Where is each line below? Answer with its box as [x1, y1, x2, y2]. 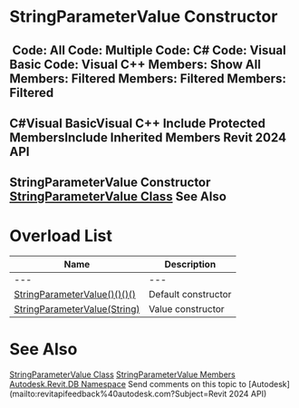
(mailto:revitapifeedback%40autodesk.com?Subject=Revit [9, 388, 227, 400]
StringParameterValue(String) [14, 303, 140, 316]
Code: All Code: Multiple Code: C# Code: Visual [12, 43, 287, 58]
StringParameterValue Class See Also [9, 189, 227, 205]
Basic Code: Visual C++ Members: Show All [9, 56, 261, 72]
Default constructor [149, 288, 232, 301]
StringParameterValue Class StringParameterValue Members [9, 369, 236, 380]
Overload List [9, 225, 113, 246]
